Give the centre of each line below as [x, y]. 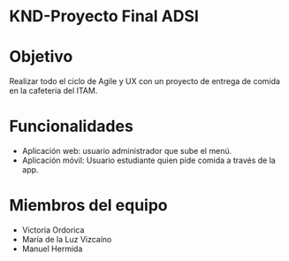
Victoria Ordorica [53, 230]
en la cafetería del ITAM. [53, 91]
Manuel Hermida [52, 249]
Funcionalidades [72, 127]
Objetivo [41, 57]
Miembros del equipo [88, 206]
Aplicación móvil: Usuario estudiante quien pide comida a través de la [148, 160]
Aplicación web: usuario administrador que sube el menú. [127, 151]
